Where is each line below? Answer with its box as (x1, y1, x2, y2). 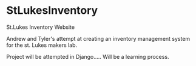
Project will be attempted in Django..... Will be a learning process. (6, 53, 169, 60)
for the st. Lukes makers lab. (6, 41, 78, 49)
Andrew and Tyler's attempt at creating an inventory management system (6, 35, 191, 42)
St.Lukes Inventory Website (6, 23, 75, 31)
